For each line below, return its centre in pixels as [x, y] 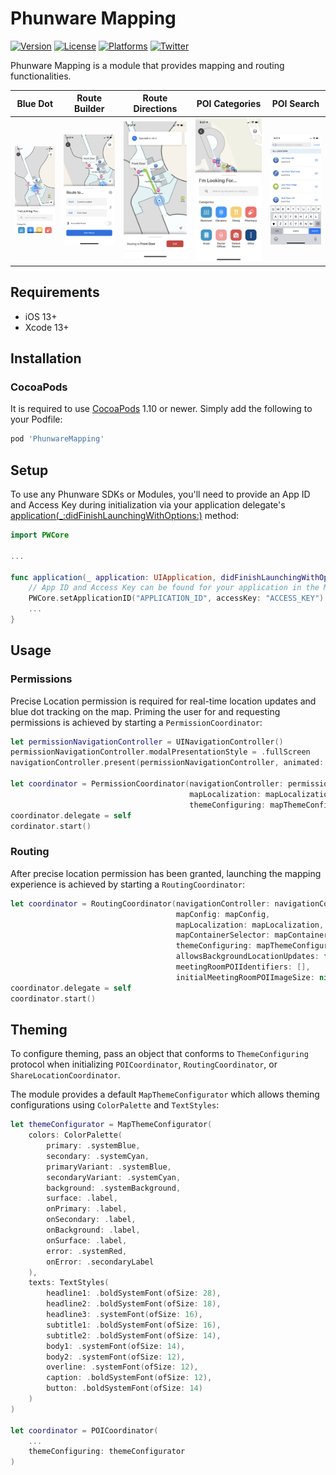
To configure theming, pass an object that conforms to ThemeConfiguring [159, 1054]
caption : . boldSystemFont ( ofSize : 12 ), [129, 1378]
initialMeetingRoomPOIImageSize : [245, 977]
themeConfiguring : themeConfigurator [107, 1452]
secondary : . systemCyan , [98, 1156]
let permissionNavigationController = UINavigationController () [147, 742]
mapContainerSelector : [223, 935]
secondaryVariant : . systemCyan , [114, 1177]
